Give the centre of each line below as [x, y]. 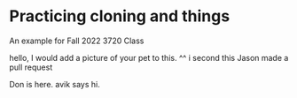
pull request [31, 67]
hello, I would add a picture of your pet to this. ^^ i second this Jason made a [149, 57]
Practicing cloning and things [120, 16]
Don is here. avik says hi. [55, 84]
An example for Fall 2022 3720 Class [77, 41]
